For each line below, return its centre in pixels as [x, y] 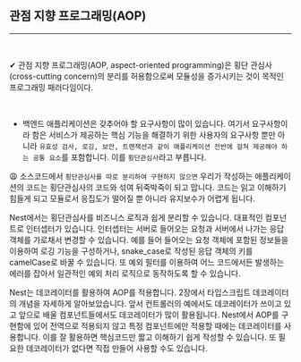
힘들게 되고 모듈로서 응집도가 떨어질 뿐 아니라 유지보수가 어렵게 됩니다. [132, 198]
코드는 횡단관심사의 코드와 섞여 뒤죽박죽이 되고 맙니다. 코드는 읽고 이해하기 [156, 187]
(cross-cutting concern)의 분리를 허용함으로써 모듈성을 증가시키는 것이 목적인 [146, 76]
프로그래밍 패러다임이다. [52, 87]
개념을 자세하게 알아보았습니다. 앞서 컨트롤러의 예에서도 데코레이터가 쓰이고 [150, 303]
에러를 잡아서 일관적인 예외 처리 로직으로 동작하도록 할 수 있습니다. [125, 273]
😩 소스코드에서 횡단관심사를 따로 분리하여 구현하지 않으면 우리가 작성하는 [131, 176]
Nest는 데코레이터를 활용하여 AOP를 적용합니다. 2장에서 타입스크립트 [130, 292]
